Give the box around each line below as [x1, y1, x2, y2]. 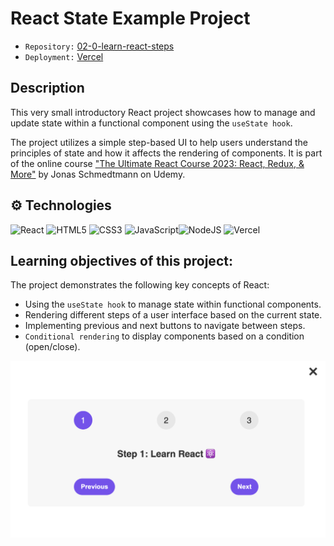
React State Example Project [10, 7, 251, 30]
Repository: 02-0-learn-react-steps [24, 40, 175, 52]
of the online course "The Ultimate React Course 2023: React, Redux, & [10, 157, 305, 169]
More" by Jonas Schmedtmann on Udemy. [10, 168, 186, 180]
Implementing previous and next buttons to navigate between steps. [24, 320, 306, 332]
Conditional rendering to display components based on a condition [24, 330, 305, 342]
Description [10, 80, 85, 97]
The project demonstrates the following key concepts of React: [10, 279, 270, 291]
